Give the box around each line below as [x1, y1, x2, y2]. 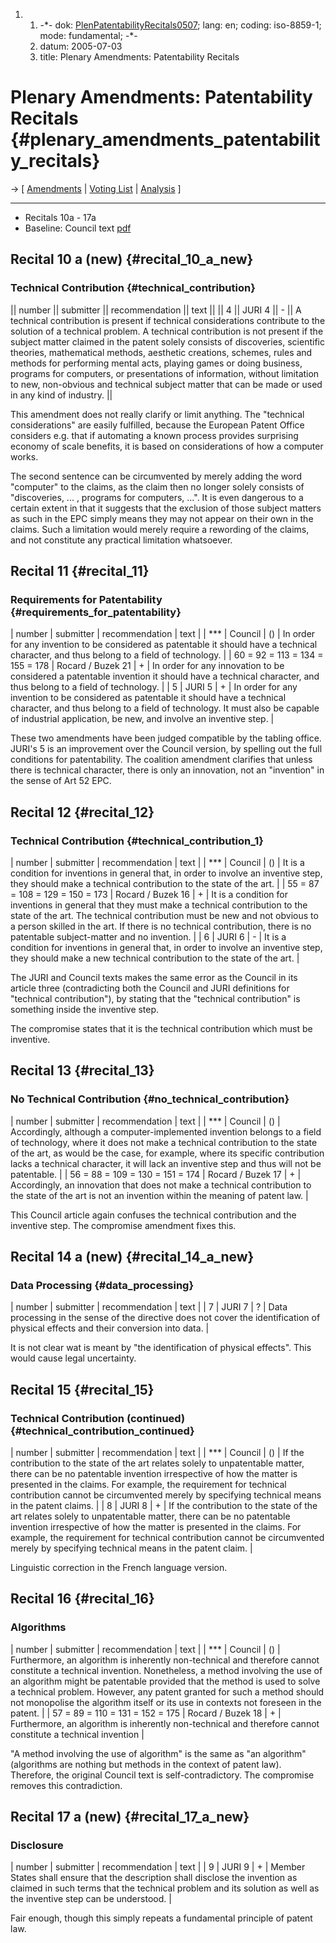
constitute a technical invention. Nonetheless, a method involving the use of [10, 1664, 323, 1676]
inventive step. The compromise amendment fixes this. [10, 1219, 237, 1231]
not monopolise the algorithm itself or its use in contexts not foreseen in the [10, 1696, 322, 1708]
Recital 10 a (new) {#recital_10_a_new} [10, 251, 254, 268]
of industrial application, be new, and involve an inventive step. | [10, 713, 275, 725]
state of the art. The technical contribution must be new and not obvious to [10, 910, 319, 921]
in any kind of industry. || [10, 389, 113, 401]
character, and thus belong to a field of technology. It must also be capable [10, 702, 320, 714]
